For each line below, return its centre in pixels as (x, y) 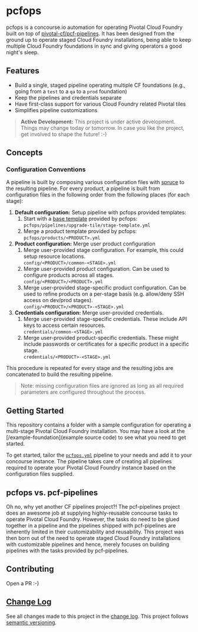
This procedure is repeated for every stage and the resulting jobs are (90, 368)
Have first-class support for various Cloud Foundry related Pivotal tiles (100, 104)
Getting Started (35, 410)
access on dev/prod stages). (58, 300)
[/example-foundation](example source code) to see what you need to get (96, 437)
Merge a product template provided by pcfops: (80, 231)
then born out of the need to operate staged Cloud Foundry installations (93, 538)
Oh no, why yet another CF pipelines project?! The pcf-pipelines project (93, 507)
